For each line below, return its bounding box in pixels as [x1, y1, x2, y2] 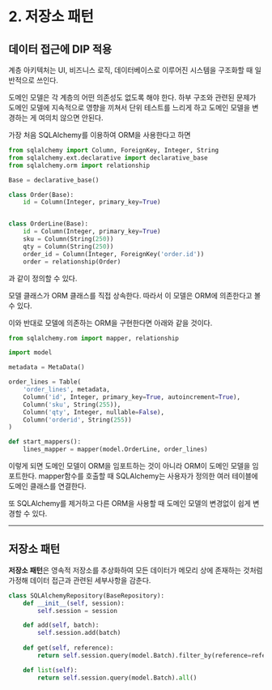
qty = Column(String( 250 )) [23, 242, 114, 251]
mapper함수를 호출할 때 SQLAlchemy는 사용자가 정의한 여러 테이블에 [38, 471, 259, 481]
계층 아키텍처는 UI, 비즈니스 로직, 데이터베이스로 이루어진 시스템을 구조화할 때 [8, 66, 253, 75]
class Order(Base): [8, 191, 74, 199]
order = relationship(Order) [23, 257, 121, 266]
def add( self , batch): [23, 621, 100, 629]
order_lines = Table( [8, 378, 82, 386]
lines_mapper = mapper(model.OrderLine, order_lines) [23, 445, 208, 454]
